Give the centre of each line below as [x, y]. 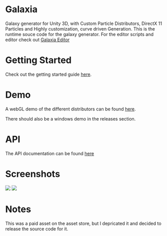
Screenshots [33, 174]
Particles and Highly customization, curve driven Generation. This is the [80, 28]
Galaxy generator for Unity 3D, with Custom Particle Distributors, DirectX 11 [84, 23]
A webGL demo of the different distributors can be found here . [71, 109]
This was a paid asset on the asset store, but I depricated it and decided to [83, 223]
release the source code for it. [37, 229]
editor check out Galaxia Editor [38, 40]
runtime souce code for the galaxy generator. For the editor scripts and [79, 34]
